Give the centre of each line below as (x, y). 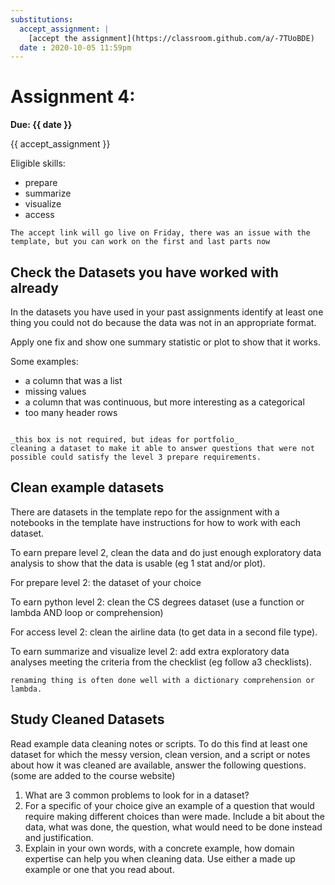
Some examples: (44, 361)
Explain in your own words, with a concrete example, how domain (159, 848)
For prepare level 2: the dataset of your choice (106, 582)
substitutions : (42, 19)
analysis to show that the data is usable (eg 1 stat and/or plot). (138, 563)
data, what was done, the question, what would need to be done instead (173, 827)
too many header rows (71, 412)
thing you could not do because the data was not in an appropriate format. (163, 322)
